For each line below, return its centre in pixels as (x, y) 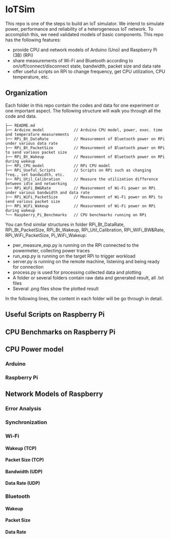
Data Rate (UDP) (23, 483)
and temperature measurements (37, 134)
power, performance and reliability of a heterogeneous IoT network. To (79, 29)
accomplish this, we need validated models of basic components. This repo (84, 34)
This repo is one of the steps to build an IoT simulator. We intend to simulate (85, 24)
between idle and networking (36, 183)
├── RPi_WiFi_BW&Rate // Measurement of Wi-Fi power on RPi (81, 188)
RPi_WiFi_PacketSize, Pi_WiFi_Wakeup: (46, 235)
